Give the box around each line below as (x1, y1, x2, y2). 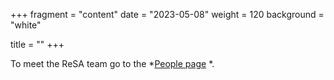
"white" (10, 19, 42, 31)
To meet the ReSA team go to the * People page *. (10, 58, 215, 69)
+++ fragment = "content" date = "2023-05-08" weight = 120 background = (10, 9, 325, 20)
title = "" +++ (10, 39, 65, 50)
